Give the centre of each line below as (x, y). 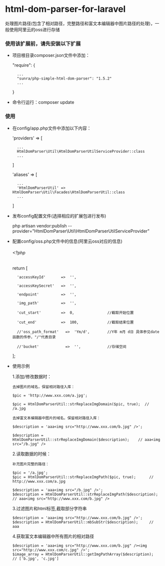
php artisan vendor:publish (40, 225)
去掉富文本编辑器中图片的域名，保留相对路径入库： (56, 418)
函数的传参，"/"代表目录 (34, 337)
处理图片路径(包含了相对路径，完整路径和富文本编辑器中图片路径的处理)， (80, 23)
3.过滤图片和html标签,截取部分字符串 (49, 508)
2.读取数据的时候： (32, 454)
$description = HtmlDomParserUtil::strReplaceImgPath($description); (85, 494)
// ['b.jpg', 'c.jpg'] (35, 559)
